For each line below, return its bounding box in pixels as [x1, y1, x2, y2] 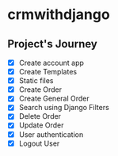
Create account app [18, 58, 85, 67]
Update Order [18, 120, 64, 130]
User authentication [18, 129, 84, 139]
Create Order [18, 85, 63, 94]
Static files [18, 76, 54, 86]
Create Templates [18, 67, 77, 77]
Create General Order [18, 93, 89, 104]
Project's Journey [7, 37, 98, 51]
